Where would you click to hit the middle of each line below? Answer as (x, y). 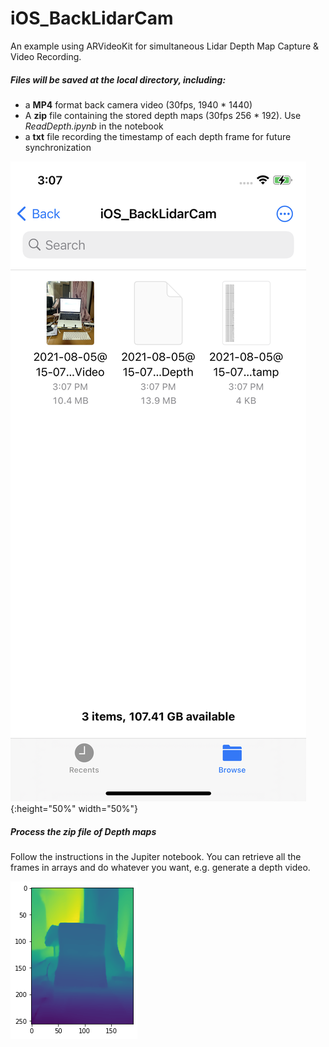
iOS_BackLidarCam (92, 18)
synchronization (58, 147)
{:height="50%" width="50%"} (74, 808)
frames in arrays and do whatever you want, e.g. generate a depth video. (160, 867)
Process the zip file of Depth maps (83, 831)
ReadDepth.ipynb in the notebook (94, 126)
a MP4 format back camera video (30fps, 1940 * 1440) (138, 104)
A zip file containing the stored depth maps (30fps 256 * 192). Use (163, 115)
